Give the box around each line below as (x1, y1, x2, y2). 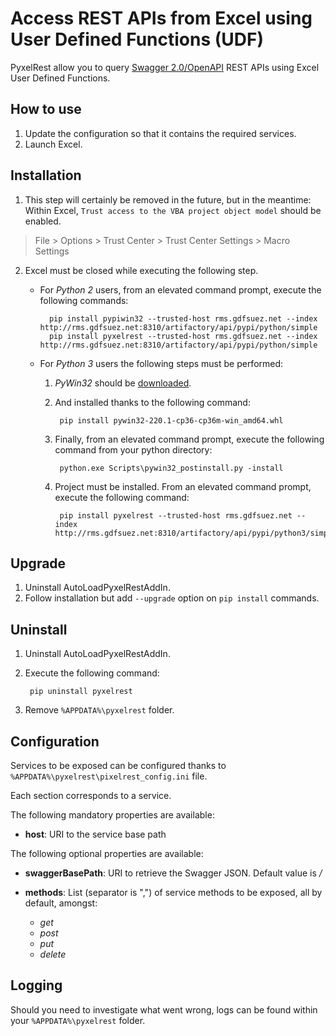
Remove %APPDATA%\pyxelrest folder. (24, 704, 175, 716)
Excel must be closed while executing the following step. (24, 264, 259, 276)
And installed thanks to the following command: (54, 396, 251, 408)
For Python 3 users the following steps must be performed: (39, 357, 284, 369)
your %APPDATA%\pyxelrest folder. (10, 1014, 146, 1026)
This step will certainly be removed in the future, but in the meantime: (24, 193, 312, 206)
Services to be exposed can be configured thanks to (10, 760, 227, 771)
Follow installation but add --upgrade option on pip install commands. (24, 592, 320, 604)
